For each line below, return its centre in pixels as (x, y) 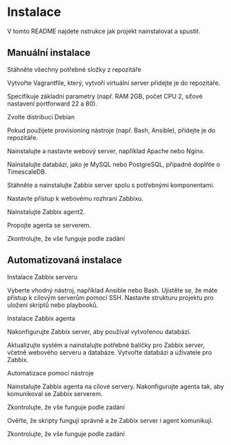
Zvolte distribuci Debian (41, 117)
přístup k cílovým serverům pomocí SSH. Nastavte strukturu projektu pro (110, 297)
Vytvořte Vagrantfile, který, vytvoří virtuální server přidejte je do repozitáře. (114, 83)
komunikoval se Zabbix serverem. (55, 393)
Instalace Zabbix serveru (42, 277)
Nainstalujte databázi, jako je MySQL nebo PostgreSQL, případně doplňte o (114, 164)
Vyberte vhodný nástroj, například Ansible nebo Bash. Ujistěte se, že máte (112, 290)
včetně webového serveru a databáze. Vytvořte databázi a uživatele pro (110, 352)
